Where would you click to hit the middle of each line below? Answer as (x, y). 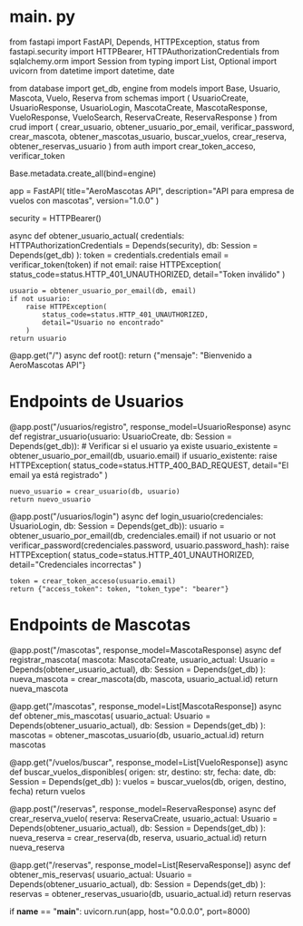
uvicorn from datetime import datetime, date (92, 71)
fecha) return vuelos (48, 791)
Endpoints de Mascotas (100, 625)
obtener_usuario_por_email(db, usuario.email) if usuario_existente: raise (144, 455)
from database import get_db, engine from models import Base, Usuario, (145, 88)
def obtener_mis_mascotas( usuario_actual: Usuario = (110, 716)
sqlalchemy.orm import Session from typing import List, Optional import (143, 61)
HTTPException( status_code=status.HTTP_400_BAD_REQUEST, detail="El (149, 465)
